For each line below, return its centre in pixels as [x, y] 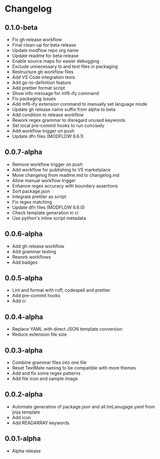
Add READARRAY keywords [41, 423]
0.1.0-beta [21, 28]
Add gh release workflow [38, 246]
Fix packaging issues [34, 99]
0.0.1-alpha [23, 439]
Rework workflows [31, 257]
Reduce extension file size [39, 335]
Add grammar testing [34, 251]
